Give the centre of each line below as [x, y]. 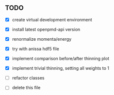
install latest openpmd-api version [46, 29]
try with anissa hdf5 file [35, 49]
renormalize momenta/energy [42, 39]
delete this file [26, 88]
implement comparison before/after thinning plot [61, 59]
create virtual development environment [52, 19]
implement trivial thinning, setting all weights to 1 [60, 68]
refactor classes [28, 78]
